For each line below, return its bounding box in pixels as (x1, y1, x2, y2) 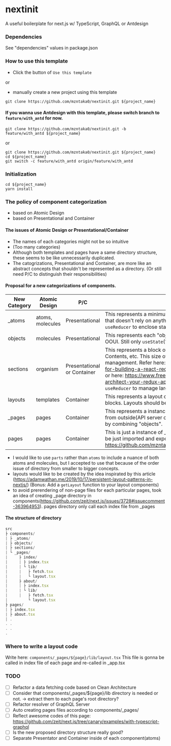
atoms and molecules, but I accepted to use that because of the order (12, 460, 159, 466)
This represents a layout (105, 393, 163, 400)
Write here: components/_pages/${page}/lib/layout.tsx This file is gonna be (5, 655, 164, 661)
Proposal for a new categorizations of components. (5, 282, 117, 289)
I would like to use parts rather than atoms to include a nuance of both (12, 454, 159, 461)
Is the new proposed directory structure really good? (12, 729, 124, 735)
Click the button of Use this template (12, 69, 92, 75)
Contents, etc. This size (105, 352, 161, 359)
